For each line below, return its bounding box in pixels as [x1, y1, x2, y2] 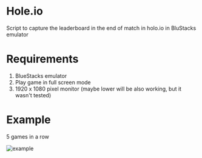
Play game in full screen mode [15, 78, 91, 86]
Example [6, 113, 51, 127]
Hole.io [6, 4, 44, 18]
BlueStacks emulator [15, 72, 67, 80]
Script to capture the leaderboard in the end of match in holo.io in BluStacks [6, 24, 197, 32]
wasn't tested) [15, 91, 52, 98]
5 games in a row [6, 132, 50, 140]
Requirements [6, 52, 79, 66]
